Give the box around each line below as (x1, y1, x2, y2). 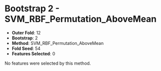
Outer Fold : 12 (11, 30, 41, 35)
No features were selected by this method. (4, 60, 91, 66)
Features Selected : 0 (11, 50, 55, 57)
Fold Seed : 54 (11, 45, 41, 51)
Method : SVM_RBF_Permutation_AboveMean (11, 40, 104, 46)
